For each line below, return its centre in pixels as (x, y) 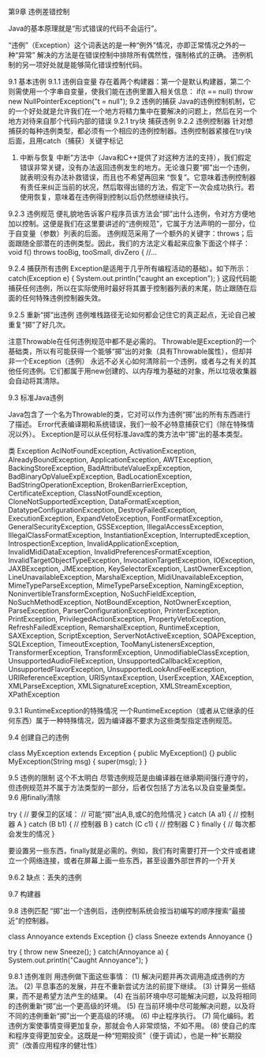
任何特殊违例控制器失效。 (63, 298)
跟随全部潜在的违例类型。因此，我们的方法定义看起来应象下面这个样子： (132, 243)
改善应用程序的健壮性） (63, 1045)
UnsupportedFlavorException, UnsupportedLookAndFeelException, (118, 669)
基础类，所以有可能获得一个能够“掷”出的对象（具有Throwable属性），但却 (127, 351)
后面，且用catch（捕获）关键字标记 (66, 141)
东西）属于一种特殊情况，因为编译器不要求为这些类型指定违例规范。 (125, 721)
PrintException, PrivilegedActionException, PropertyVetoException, (117, 619)
